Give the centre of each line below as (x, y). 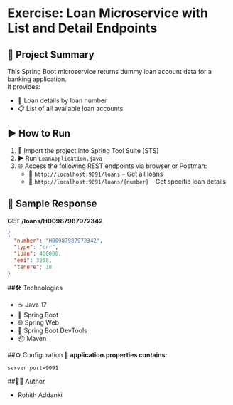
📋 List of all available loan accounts (70, 109)
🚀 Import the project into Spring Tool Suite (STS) (88, 150)
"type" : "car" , (36, 247)
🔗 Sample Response (52, 204)
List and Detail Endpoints (82, 28)
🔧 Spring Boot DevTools (52, 330)
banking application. (37, 79)
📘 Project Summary (51, 54)
